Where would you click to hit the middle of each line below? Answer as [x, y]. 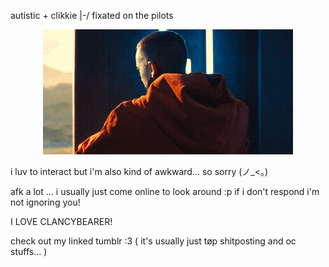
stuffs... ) [29, 251]
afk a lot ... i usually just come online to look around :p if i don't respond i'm [165, 191]
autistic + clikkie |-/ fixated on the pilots [92, 15]
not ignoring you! [45, 202]
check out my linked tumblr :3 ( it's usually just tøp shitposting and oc [153, 241]
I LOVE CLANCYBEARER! [61, 221]
